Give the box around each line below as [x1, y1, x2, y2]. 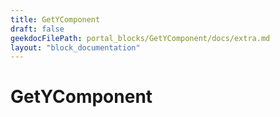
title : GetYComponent [10, 14, 101, 25]
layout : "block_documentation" [10, 42, 141, 53]
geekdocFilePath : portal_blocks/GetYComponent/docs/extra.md [10, 33, 271, 43]
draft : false [10, 24, 65, 34]
